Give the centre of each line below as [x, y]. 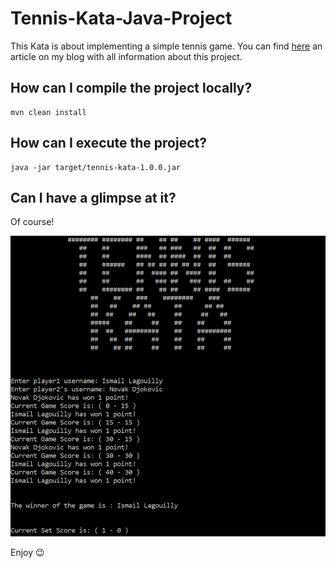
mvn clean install [48, 112]
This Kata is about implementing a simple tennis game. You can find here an [166, 46]
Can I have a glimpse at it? [93, 197]
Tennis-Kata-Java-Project [121, 18]
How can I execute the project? [108, 143]
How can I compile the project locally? [131, 88]
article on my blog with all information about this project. [126, 56]
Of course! [32, 222]
